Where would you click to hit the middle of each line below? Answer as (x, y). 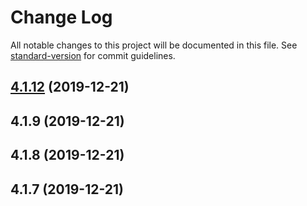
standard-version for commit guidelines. (93, 55)
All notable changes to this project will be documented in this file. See (154, 45)
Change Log (61, 17)
